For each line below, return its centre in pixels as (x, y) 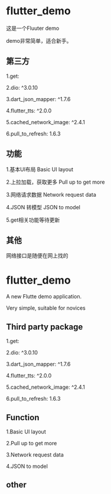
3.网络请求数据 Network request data (51, 194)
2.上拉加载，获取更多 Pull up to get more (56, 182)
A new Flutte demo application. (44, 297)
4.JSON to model (27, 466)
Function (23, 417)
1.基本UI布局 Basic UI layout (40, 169)
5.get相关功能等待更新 (33, 220)
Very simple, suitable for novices (46, 308)
